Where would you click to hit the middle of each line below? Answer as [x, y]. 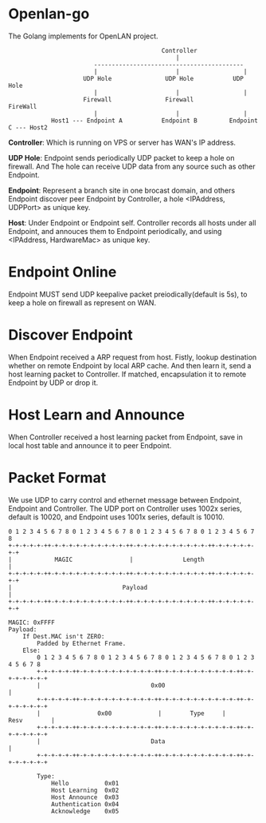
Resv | [32, 720]
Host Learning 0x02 [85, 790]
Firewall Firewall [139, 99]
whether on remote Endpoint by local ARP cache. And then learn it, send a [130, 365]
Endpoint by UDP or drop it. [53, 382]
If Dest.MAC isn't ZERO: [64, 636]
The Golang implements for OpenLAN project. [83, 36]
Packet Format [57, 477]
